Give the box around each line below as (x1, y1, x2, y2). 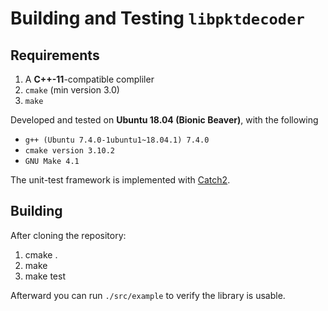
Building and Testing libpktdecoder (10, 7, 305, 30)
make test (24, 270, 66, 282)
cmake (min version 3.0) (24, 84, 120, 96)
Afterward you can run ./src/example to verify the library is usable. (10, 289, 286, 301)
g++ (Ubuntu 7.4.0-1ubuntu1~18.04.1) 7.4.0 (24, 135, 210, 145)
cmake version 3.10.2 (24, 146, 115, 156)
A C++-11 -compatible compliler (24, 73, 155, 85)
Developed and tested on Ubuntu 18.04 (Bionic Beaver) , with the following (10, 114, 319, 126)
